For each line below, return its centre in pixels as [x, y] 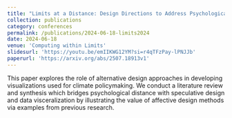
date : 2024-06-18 [32, 39]
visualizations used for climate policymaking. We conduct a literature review [115, 85]
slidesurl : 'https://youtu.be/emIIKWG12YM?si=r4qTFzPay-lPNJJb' [101, 52]
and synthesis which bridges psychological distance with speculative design [116, 92]
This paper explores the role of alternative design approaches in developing [115, 78]
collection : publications [44, 20]
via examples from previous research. [61, 107]
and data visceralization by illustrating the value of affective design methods [116, 100]
